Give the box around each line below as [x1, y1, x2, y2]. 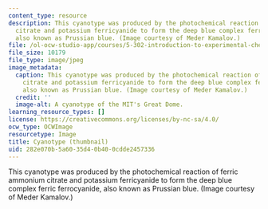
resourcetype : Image [8, 130, 77, 138]
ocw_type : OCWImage [8, 123, 73, 131]
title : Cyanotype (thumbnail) [8, 137, 109, 146]
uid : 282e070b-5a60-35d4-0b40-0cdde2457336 [8, 145, 156, 153]
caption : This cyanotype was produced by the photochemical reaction [15, 71, 251, 79]
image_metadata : [8, 64, 62, 72]
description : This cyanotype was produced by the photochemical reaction [8, 19, 259, 27]
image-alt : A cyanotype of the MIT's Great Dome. [15, 101, 183, 108]
